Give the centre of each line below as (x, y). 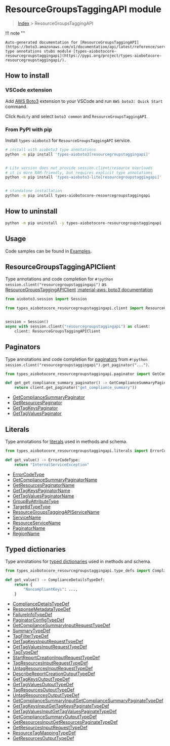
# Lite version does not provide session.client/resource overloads (79, 168)
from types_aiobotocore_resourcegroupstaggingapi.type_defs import (78, 571)
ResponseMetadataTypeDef (41, 609)
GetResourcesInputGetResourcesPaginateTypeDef (65, 722)
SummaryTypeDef (31, 631)
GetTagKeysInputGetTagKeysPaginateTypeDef (61, 706)
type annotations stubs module (38, 51)
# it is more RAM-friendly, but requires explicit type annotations (79, 173)
